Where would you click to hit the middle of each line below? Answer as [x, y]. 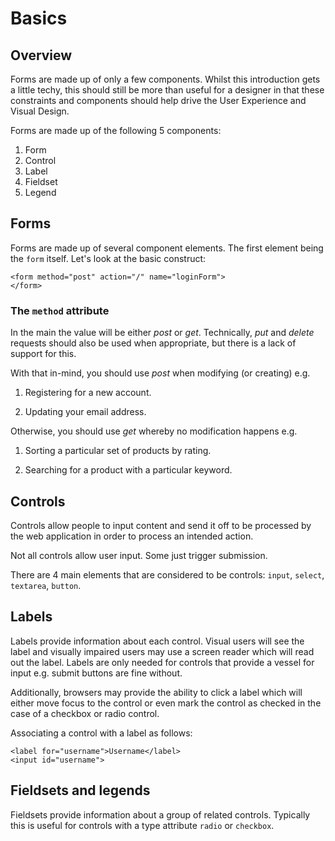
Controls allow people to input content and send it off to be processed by [161, 525]
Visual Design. [40, 111]
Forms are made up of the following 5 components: [116, 130]
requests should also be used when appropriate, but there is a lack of [153, 343]
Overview [41, 55]
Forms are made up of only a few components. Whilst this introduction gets [165, 79]
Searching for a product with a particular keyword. [128, 470]
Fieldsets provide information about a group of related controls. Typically [160, 814]
